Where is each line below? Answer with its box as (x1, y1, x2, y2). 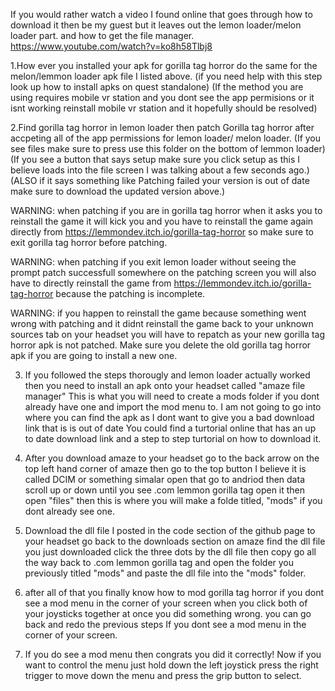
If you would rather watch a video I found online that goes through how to (10, 9, 313, 20)
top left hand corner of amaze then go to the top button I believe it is (24, 463, 307, 474)
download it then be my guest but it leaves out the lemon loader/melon (10, 19, 302, 31)
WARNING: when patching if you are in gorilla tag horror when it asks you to (10, 205, 323, 216)
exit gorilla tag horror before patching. (10, 237, 168, 248)
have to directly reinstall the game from (10, 277, 172, 289)
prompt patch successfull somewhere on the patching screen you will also (10, 267, 317, 278)
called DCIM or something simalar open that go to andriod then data (24, 474, 305, 485)
